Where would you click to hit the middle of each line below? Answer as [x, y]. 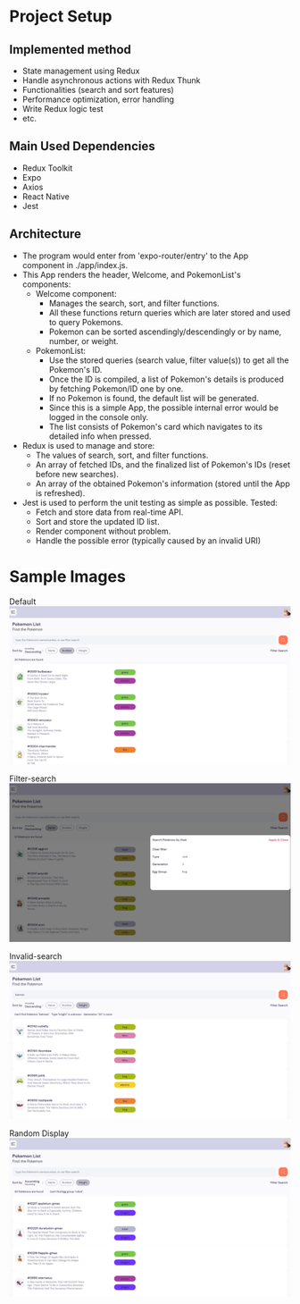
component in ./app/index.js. [75, 265]
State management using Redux [81, 71]
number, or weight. [83, 341]
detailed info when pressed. [100, 436]
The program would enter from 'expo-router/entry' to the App [135, 256]
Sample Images [68, 576]
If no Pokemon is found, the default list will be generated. [154, 398]
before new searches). [77, 474]
